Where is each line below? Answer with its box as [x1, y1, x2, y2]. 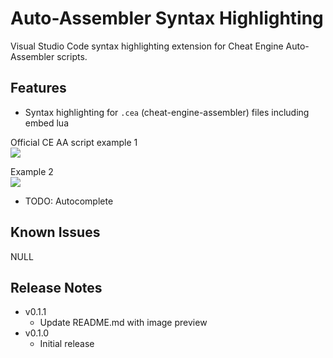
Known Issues [10, 224, 101, 241]
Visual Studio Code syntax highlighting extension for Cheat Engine [10, 40, 284, 52]
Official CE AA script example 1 [10, 136, 138, 148]
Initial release [39, 338, 95, 350]
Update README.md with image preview [39, 317, 208, 329]
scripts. [56, 50, 88, 62]
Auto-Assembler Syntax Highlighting [10, 7, 324, 30]
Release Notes [10, 279, 103, 296]
